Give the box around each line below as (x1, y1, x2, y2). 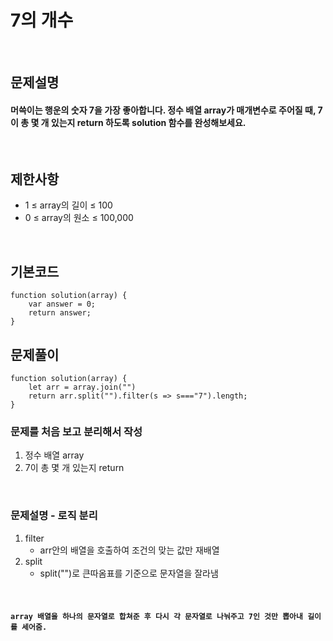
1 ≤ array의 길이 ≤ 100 (24, 199, 113, 211)
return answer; (28, 308, 92, 318)
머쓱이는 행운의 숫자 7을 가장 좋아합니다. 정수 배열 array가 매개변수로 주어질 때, (10, 104, 317, 116)
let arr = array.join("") (28, 382, 137, 392)
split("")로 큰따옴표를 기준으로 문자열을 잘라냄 (39, 567, 219, 579)
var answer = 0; (28, 299, 97, 310)
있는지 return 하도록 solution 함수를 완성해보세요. (50, 116, 247, 128)
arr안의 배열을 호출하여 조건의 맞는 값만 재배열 (39, 544, 220, 556)
